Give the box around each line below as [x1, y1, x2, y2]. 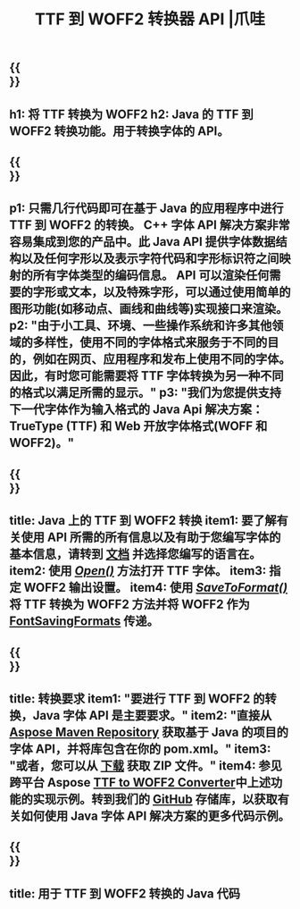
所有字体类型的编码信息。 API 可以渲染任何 [32, 268, 270, 283]
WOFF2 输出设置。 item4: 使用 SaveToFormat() [23, 580, 288, 595]
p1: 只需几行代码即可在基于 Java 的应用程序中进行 [9, 201, 284, 216]
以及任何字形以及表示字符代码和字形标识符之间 [21, 251, 279, 266]
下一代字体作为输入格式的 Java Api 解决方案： [9, 402, 264, 417]
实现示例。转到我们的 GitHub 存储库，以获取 [32, 791, 279, 806]
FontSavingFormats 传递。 [9, 614, 159, 629]
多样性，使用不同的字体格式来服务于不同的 [32, 335, 268, 350]
